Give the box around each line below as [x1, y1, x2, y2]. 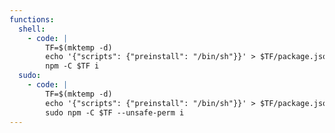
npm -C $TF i [45, 61, 100, 71]
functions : [9, 14, 55, 25]
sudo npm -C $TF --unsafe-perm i [45, 107, 185, 118]
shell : [18, 24, 46, 34]
